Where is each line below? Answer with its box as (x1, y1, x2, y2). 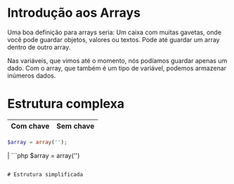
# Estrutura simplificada (7, 171, 83, 178)
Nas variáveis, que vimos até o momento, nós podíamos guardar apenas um (7, 56, 228, 64)
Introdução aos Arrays (7, 5, 141, 21)
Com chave (11, 121, 50, 131)
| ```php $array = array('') (7, 151, 80, 160)
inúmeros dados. (7, 71, 56, 80)
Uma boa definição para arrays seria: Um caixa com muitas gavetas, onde (7, 28, 222, 36)
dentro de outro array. (7, 43, 71, 51)
